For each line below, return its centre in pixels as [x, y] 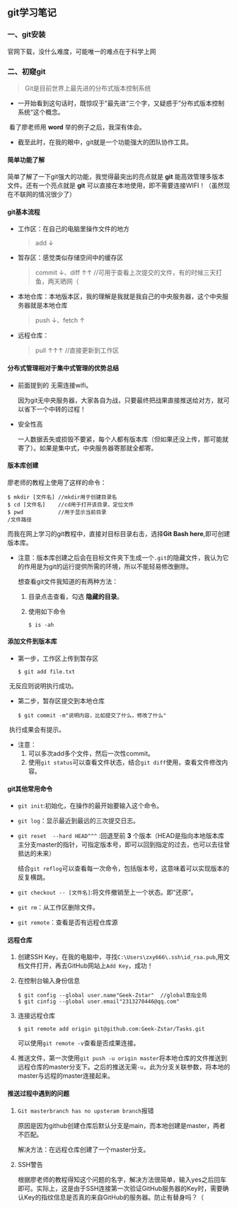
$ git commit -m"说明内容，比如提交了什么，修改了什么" [92, 716]
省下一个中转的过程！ [55, 409]
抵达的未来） [36, 854]
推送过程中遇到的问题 [38, 1093]
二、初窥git [27, 71]
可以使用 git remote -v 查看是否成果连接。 [79, 1043]
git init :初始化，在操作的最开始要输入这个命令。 [90, 806]
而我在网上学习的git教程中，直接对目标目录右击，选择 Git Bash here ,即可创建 [119, 533]
